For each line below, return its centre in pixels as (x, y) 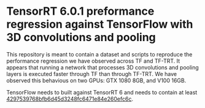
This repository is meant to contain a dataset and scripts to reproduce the (99, 54)
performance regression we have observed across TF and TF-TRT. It (93, 61)
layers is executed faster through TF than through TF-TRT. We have (91, 74)
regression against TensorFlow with (100, 24)
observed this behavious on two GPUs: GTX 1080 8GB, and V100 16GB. (96, 80)
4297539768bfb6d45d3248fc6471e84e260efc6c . (70, 99)
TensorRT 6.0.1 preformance (80, 11)
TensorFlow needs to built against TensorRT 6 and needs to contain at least (102, 92)
